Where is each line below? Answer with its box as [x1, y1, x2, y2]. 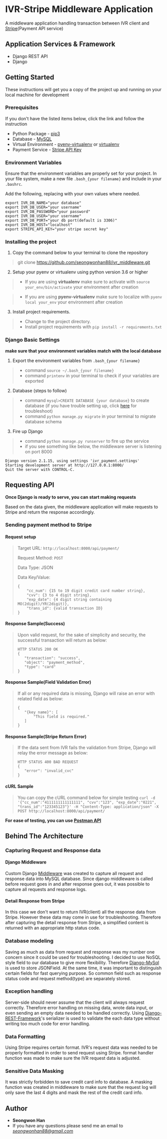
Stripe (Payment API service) [5, 25, 63, 31]
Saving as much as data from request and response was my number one [5, 949, 155, 955]
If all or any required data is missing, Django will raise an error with [17, 690, 155, 697]
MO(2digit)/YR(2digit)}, [17, 601, 69, 607]
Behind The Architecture [5, 831, 83, 840]
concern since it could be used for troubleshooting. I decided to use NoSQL [5, 954, 161, 960]
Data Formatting [5, 1033, 45, 1040]
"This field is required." [33, 714, 89, 719]
